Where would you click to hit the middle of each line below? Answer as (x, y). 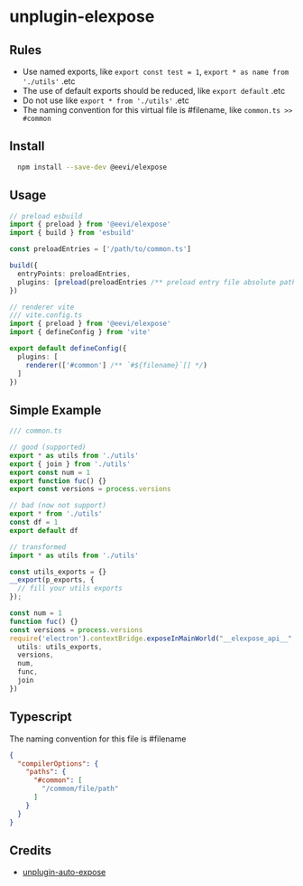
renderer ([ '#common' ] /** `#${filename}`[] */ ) (116, 365)
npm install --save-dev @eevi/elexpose (92, 167)
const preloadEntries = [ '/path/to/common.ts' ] (101, 249)
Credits (31, 850)
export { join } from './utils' (70, 464)
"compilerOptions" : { (58, 764)
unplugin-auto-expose (64, 872)
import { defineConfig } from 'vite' (80, 332)
